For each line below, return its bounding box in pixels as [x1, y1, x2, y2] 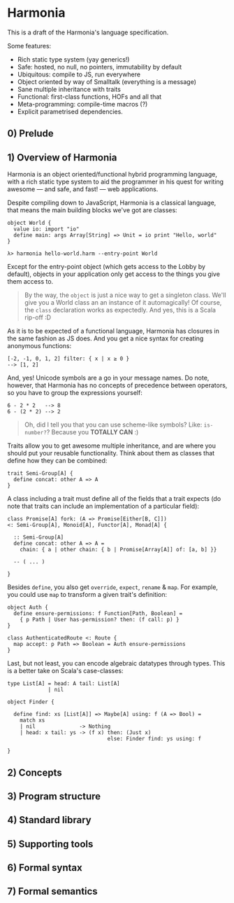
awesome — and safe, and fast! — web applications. [7, 185, 159, 193]
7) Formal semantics [7, 885, 98, 897]
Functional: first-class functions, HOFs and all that [17, 92, 162, 101]
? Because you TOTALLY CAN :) [46, 428, 139, 436]
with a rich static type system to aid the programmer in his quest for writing [7, 177, 224, 186]
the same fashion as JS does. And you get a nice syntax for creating [7, 334, 204, 343]
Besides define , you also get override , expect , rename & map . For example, [7, 583, 219, 591]
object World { [7, 219, 52, 227]
